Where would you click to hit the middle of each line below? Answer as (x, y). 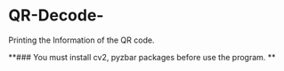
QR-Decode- (56, 16)
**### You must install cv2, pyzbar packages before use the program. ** (142, 57)
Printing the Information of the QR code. (81, 40)
